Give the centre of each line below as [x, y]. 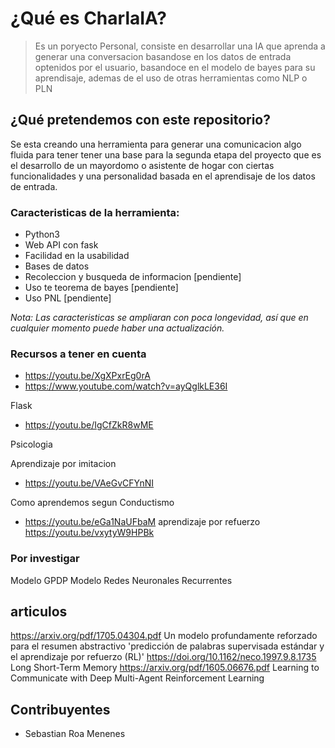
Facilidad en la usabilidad [77, 256]
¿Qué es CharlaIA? [88, 18]
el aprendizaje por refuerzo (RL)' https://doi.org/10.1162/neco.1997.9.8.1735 [163, 657]
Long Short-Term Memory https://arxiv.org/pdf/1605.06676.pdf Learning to [165, 668]
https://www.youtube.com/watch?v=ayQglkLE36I [126, 386]
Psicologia [31, 444]
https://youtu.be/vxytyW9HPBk [89, 533]
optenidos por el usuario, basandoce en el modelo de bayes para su [175, 67]
